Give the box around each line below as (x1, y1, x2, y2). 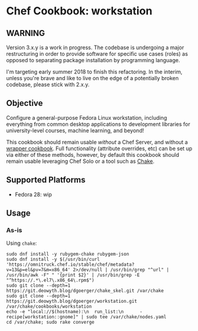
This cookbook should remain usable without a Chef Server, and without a (6, 138, 188, 145)
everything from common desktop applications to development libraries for (6, 120, 191, 127)
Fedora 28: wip (14, 190, 52, 198)
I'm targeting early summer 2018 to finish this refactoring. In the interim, (6, 68, 183, 75)
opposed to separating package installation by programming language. (6, 57, 180, 63)
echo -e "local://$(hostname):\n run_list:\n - (6, 309, 143, 315)
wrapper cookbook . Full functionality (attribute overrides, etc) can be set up (6, 145, 193, 152)
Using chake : (6, 239, 37, 247)
